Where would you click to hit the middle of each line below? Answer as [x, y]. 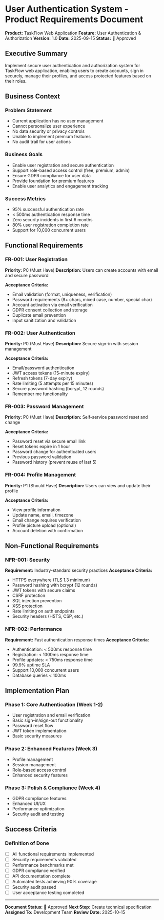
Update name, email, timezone [43, 515]
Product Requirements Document [74, 19]
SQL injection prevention [37, 601]
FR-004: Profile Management [41, 475]
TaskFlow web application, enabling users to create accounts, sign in [74, 71]
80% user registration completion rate [50, 225]
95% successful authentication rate [48, 210]
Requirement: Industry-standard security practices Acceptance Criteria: [79, 570]
